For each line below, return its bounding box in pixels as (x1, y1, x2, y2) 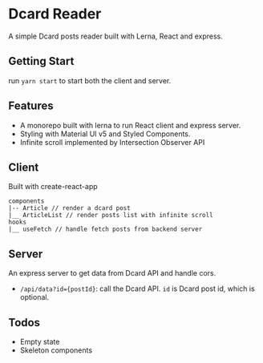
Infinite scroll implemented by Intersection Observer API (19, 137, 205, 147)
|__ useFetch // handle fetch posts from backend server (8, 225, 203, 233)
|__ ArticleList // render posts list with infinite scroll (8, 212, 214, 220)
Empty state (19, 337, 60, 346)
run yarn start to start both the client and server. (8, 75, 172, 85)
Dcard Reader (8, 5, 102, 23)
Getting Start (8, 54, 75, 68)
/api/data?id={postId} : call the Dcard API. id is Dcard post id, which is (19, 284, 255, 293)
